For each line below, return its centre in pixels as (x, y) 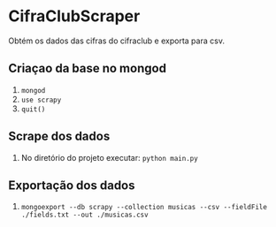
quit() (33, 109)
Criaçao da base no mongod (88, 68)
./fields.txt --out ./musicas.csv (84, 215)
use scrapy (41, 100)
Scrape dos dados (59, 136)
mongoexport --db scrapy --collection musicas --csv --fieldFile (144, 208)
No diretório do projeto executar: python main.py (109, 157)
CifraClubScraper (74, 16)
